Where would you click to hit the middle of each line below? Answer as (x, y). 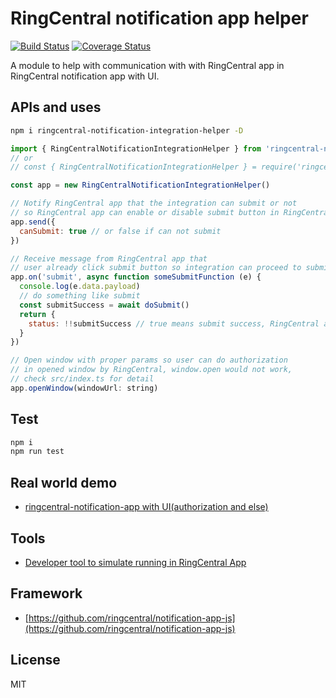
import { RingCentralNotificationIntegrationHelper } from (136, 148)
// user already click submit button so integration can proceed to (156, 268)
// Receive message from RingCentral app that (109, 258)
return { (37, 314)
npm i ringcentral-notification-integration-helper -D (127, 130)
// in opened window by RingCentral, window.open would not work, (151, 370)
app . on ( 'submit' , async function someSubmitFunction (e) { (136, 277)
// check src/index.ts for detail (82, 379)
